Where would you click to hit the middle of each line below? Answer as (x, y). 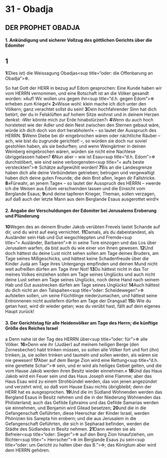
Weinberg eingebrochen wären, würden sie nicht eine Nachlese (70, 151)
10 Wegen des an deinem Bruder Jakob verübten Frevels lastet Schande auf (83, 227)
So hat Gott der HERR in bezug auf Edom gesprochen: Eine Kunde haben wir (83, 88)
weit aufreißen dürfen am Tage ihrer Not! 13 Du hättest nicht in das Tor (77, 269)
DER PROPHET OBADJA (43, 28)
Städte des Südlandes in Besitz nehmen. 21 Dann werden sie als (70, 429)
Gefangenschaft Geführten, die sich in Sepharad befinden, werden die (77, 424)
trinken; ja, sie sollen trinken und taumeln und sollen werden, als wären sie (82, 355)
